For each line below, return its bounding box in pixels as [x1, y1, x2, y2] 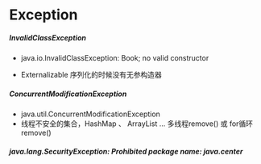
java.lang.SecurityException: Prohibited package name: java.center [9, 146, 244, 156]
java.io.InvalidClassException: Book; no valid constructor [20, 53, 209, 63]
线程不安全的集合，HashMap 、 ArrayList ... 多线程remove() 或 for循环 [20, 119, 253, 128]
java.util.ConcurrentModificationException [20, 109, 160, 119]
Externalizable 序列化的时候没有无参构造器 [20, 70, 162, 80]
